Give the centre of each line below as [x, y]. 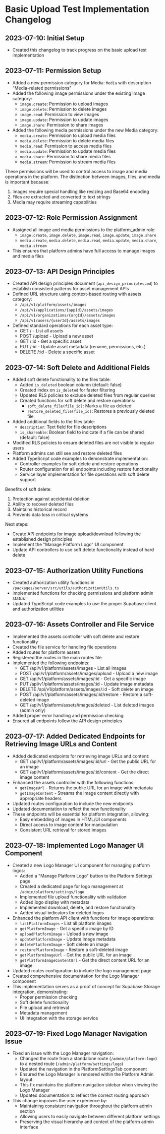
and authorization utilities [38, 609]
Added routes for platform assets [46, 652]
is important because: [27, 182]
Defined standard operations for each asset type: [62, 325]
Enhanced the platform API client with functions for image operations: [83, 918]
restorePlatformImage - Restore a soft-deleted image [74, 949]
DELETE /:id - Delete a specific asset [57, 352]
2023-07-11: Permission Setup [53, 71]
